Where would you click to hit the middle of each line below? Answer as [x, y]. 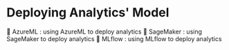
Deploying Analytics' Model [88, 13]
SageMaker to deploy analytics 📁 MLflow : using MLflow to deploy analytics [114, 38]
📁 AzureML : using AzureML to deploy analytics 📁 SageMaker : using [104, 32]
